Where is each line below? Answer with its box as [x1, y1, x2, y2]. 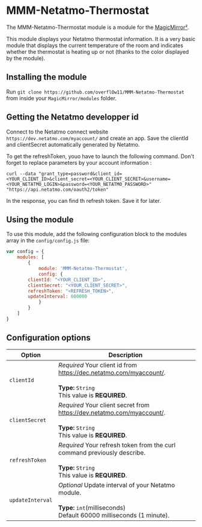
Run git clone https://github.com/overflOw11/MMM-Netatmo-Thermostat [6, 88, 185, 95]
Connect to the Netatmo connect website [6, 128, 108, 135]
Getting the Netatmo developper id [6, 112, 139, 123]
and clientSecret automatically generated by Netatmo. [6, 141, 140, 148]
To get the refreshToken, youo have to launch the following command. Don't [6, 152, 194, 160]
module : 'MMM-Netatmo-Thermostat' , [38, 266, 128, 272]
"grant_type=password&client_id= [38, 170, 122, 177]
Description [108, 351, 143, 359]
